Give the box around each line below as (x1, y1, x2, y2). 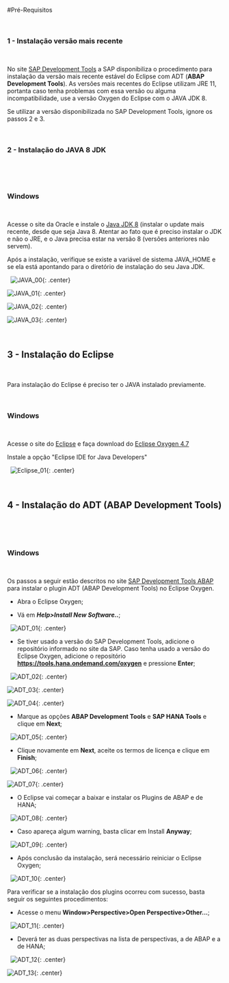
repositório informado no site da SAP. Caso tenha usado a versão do (16, 645, 211, 653)
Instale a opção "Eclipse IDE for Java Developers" (7, 453, 148, 461)
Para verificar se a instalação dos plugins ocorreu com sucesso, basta (7, 888, 205, 896)
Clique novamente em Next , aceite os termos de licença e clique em (16, 746, 210, 755)
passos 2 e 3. (7, 115, 46, 123)
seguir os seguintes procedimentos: (7, 895, 108, 903)
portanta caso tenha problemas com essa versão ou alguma (7, 87, 176, 95)
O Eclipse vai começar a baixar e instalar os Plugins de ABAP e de (16, 794, 204, 802)
